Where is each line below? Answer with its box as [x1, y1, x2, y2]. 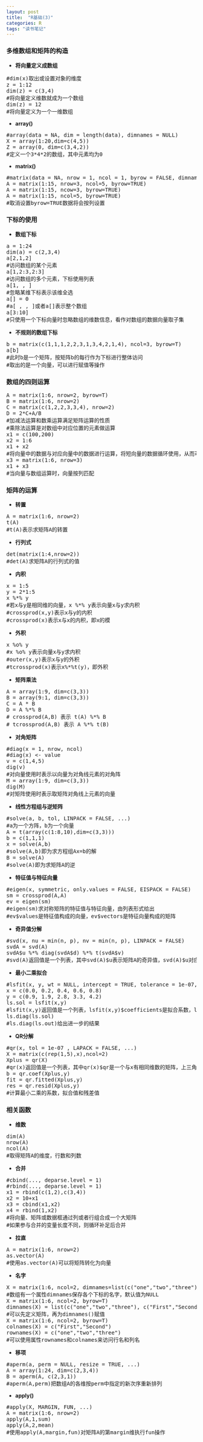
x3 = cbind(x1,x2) [6, 1200, 61, 1208]
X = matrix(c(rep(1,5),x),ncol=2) [6, 1051, 109, 1058]
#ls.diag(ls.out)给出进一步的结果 [6, 1020, 100, 1027]
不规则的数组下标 [14, 329, 58, 336]
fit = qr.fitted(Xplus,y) [6, 1077, 83, 1083]
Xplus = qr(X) [6, 1057, 48, 1064]
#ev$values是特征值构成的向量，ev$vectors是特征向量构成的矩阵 [6, 913, 176, 920]
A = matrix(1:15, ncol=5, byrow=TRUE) [6, 192, 121, 199]
